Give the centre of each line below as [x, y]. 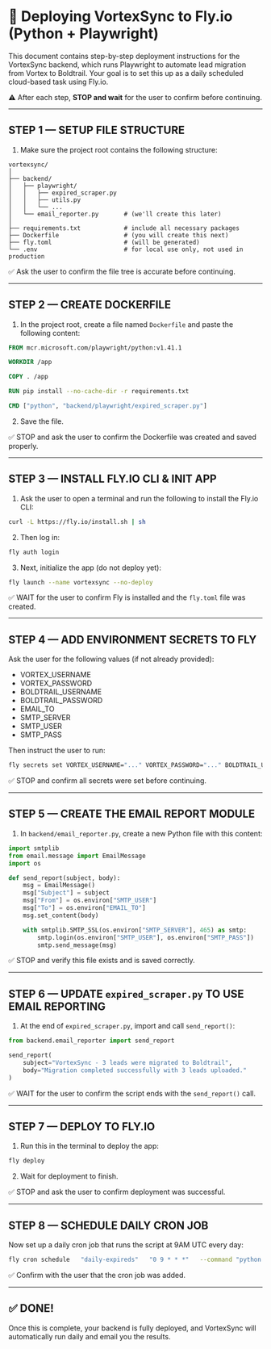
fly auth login [34, 552]
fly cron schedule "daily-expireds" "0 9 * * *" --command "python [135, 1260]
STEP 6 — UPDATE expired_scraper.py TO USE [126, 993]
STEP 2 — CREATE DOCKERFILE [90, 305]
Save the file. [42, 421]
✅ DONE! [31, 1308]
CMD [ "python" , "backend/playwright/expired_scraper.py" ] [108, 406]
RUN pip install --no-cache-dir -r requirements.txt [99, 392]
